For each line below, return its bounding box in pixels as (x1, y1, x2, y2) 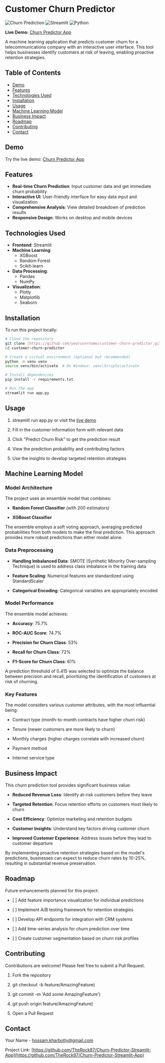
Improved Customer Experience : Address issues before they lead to (12, 835, 152, 841)
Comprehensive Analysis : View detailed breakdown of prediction (12, 204, 146, 210)
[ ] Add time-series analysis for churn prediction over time (12, 926, 130, 932)
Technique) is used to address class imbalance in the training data (12, 563, 146, 569)
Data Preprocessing (5, 547, 54, 554)
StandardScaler (12, 578, 44, 584)
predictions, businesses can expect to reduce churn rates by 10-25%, (5, 855, 146, 861)
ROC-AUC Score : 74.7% (12, 630, 62, 636)
